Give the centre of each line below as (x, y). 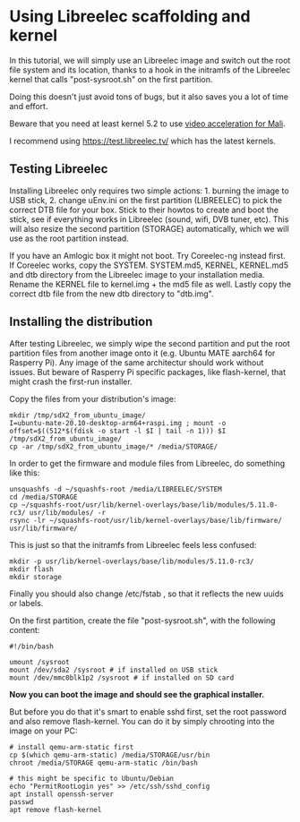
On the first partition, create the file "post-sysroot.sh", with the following (142, 621)
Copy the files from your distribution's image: (93, 398)
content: (25, 629)
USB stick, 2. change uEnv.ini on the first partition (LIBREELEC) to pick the (146, 200)
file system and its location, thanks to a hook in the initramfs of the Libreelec (150, 70)
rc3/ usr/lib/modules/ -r (57, 512)
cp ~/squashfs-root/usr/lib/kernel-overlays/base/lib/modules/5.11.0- (144, 505)
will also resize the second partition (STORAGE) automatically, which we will (149, 228)
